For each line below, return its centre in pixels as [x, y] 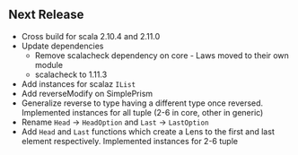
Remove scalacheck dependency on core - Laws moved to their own [162, 55]
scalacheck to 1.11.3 [71, 74]
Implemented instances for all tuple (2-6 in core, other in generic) [142, 112]
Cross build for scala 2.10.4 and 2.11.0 [91, 36]
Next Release [46, 15]
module [49, 65]
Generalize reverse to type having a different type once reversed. [142, 103]
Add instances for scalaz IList [79, 83]
